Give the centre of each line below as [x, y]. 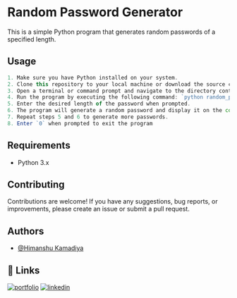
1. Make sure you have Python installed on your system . [93, 77]
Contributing [36, 184]
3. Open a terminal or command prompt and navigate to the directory [112, 91]
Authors [26, 231]
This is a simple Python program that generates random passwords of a [111, 32]
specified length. [32, 39]
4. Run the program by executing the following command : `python [105, 97]
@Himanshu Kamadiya [50, 248]
